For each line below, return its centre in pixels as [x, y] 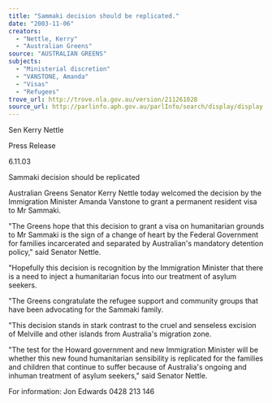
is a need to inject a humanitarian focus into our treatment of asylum [123, 277]
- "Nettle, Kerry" [47, 39]
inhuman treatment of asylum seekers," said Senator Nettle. [108, 376]
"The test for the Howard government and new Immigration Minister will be [134, 350]
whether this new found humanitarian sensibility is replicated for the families [136, 358]
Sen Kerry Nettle [36, 130]
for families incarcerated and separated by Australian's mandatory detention [136, 243]
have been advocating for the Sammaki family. [86, 309]
